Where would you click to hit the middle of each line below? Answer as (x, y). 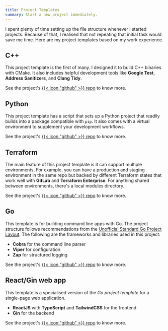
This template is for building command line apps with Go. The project (77, 223)
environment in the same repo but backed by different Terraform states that (83, 175)
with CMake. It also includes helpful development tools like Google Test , (80, 73)
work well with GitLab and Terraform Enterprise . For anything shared (77, 180)
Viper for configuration (36, 249)
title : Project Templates (32, 10)
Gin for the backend (33, 313)
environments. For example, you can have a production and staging (75, 170)
